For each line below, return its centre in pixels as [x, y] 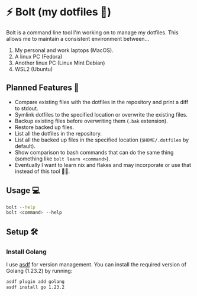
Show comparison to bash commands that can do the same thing [94, 152]
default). [25, 146]
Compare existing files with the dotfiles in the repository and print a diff [101, 102]
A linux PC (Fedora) [38, 56]
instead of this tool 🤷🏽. [42, 171]
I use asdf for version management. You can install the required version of [96, 264]
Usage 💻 [23, 191]
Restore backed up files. [44, 127]
